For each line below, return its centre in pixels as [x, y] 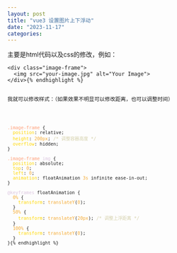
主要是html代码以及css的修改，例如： [62, 54]
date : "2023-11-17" [36, 27]
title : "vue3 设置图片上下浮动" [51, 20]
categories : [25, 34]
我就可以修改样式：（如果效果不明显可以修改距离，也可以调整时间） [90, 100]
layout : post [27, 14]
